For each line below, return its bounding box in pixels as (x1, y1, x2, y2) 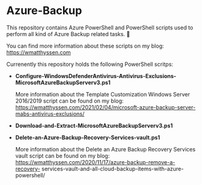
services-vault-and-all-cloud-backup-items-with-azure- (42, 165, 184, 172)
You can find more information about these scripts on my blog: (6, 42, 164, 49)
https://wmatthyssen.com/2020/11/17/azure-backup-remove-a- (15, 158, 176, 165)
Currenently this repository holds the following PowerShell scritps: (6, 60, 173, 68)
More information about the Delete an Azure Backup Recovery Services (15, 145, 196, 153)
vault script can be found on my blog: (15, 152, 110, 159)
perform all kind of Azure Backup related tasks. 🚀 (6, 30, 130, 37)
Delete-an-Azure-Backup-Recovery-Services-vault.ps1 (15, 134, 160, 141)
